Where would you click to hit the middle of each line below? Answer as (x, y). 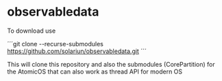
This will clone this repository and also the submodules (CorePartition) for (111, 64)
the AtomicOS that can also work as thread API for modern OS (95, 71)
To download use (32, 31)
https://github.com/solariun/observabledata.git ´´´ (77, 51)
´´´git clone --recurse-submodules (56, 44)
